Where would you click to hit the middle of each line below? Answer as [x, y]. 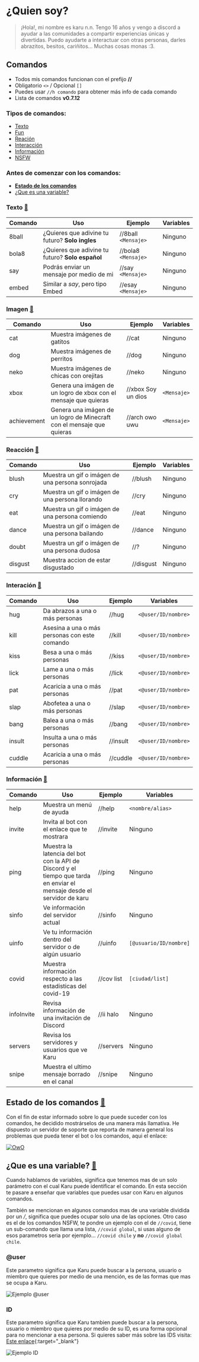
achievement [27, 420]
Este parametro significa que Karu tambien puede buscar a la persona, [92, 1322]
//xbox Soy [142, 389]
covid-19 [56, 993]
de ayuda [56, 812]
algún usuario [62, 954]
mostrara [55, 836]
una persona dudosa [72, 551]
